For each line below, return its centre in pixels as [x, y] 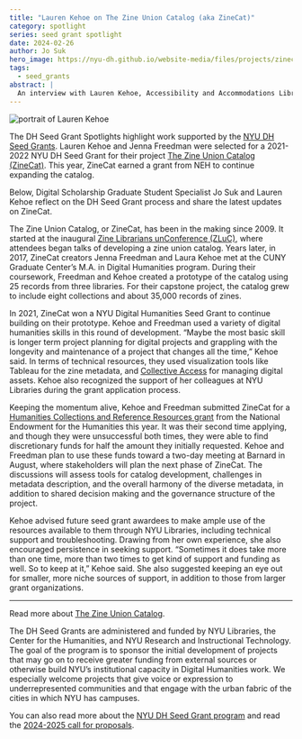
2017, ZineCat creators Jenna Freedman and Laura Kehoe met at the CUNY [148, 257]
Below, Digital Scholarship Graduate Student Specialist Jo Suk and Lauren [146, 192]
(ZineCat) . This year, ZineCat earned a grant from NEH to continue [132, 165]
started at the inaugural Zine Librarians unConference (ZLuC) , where [136, 238]
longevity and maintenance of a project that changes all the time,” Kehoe [144, 351]
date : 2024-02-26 [42, 43]
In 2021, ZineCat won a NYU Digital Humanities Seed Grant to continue [140, 313]
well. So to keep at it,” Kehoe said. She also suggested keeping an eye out [146, 568]
